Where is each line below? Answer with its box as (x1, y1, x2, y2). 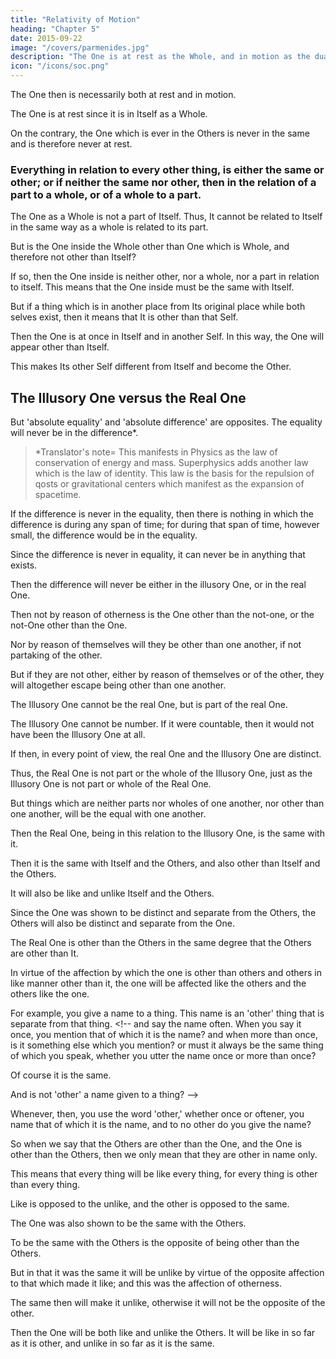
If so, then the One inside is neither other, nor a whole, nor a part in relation (10, 271, 320, 283)
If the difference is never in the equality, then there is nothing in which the (10, 508, 314, 520)
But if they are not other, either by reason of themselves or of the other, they (10, 669, 325, 681)
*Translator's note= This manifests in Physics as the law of (34, 446, 278, 458)
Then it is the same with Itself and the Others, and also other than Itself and (10, 857, 321, 870)
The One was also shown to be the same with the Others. (10, 1217, 247, 1230)
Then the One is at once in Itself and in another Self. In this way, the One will (10, 331, 325, 343)
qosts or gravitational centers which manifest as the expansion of (34, 478, 305, 490)
